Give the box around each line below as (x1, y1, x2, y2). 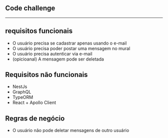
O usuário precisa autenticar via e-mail (12, 50, 92, 56)
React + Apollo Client (12, 99, 56, 105)
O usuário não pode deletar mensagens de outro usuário (12, 127, 129, 133)
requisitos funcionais (5, 27, 73, 35)
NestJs (12, 83, 27, 89)
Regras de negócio (5, 114, 65, 122)
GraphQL (12, 89, 31, 95)
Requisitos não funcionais (5, 70, 88, 79)
